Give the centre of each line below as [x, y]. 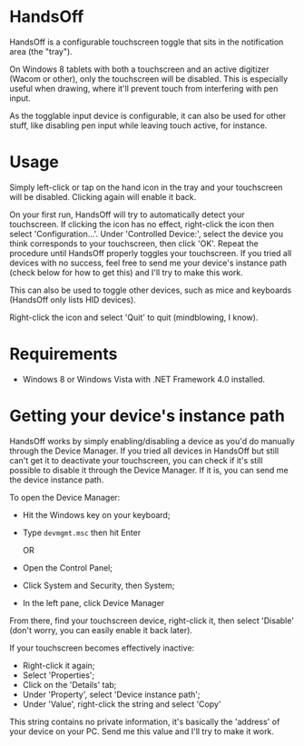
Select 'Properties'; [59, 675]
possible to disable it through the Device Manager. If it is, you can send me [149, 470]
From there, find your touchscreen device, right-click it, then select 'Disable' [152, 621]
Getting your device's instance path [147, 416]
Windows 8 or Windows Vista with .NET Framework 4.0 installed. [144, 379]
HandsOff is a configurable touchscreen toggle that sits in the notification [147, 42]
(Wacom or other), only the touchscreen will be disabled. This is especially [149, 78]
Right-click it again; [59, 665]
